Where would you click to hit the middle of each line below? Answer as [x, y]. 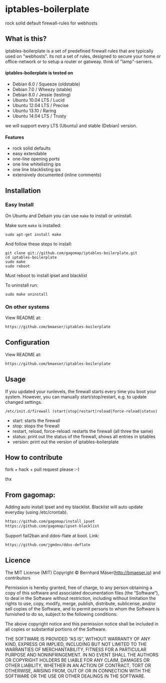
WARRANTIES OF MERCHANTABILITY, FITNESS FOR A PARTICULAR [76, 649]
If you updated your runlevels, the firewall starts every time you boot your [81, 391]
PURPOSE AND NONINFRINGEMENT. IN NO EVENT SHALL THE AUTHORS [82, 654]
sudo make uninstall [27, 294]
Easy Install [19, 205]
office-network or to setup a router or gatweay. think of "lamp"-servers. [79, 62]
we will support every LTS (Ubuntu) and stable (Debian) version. [71, 126]
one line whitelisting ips [36, 164]
